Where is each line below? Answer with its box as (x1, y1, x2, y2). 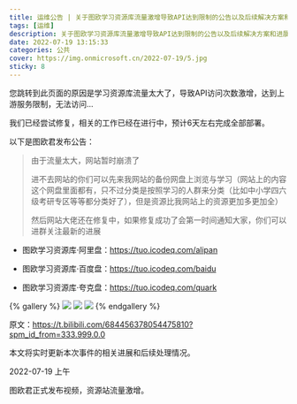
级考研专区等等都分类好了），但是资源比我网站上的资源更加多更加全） (30, 195, 283, 206)
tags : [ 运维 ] (9, 21, 55, 30)
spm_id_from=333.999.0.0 (9, 329, 106, 339)
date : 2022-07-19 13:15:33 (9, 37, 109, 47)
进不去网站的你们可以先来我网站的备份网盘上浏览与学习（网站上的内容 (30, 173, 287, 184)
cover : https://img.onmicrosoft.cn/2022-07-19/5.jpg (9, 54, 208, 63)
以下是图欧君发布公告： (9, 136, 95, 147)
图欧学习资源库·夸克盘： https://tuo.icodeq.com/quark (21, 282, 217, 293)
